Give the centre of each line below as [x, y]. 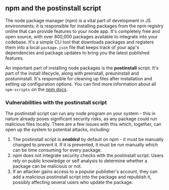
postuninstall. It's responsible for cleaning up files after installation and [79, 78]
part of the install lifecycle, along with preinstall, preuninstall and [72, 73]
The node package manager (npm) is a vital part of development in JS [78, 20]
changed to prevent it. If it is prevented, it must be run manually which [85, 145]
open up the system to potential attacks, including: [58, 130]
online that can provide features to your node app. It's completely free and [82, 31]
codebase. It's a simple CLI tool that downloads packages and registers [79, 42]
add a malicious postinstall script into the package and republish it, [82, 177]
